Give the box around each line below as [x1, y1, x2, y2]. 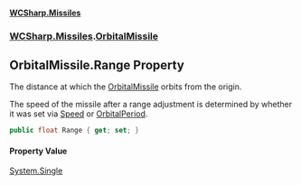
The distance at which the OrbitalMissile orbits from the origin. [9, 81, 242, 92]
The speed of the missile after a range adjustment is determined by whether [9, 99, 292, 110]
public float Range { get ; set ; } [9, 126, 140, 135]
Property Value [9, 145, 68, 156]
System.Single [9, 165, 63, 176]
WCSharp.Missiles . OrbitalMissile [9, 30, 159, 42]
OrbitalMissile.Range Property [9, 57, 185, 72]
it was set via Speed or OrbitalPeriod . [9, 108, 148, 119]
